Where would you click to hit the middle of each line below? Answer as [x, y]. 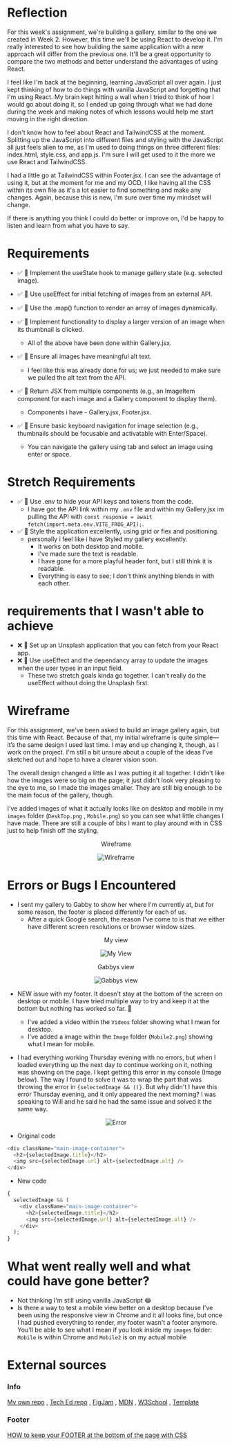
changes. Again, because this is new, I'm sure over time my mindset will [109, 197]
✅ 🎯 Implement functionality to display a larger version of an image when [121, 321]
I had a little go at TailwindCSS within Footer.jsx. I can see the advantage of [114, 175]
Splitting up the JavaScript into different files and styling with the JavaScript [115, 139]
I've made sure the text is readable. [88, 554]
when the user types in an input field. [70, 668]
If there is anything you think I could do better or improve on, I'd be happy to [116, 218]
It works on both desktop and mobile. [91, 546]
